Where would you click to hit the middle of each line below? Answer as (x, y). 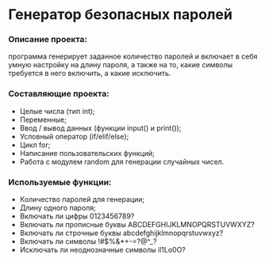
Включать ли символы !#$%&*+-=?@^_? (88, 241)
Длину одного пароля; (58, 208)
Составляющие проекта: (59, 94)
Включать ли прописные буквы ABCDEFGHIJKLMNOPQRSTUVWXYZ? (137, 225)
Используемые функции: (60, 182)
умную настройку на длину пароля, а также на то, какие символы (121, 65)
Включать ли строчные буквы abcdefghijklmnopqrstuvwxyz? (121, 233)
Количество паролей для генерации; (82, 199)
